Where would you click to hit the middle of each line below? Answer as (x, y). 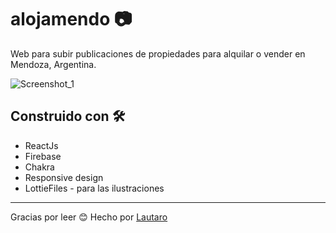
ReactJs (41, 145)
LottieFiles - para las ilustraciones (94, 188)
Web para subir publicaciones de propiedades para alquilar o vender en (158, 53)
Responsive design (64, 177)
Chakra (39, 167)
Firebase (43, 156)
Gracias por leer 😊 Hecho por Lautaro (89, 217)
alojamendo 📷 (71, 19)
